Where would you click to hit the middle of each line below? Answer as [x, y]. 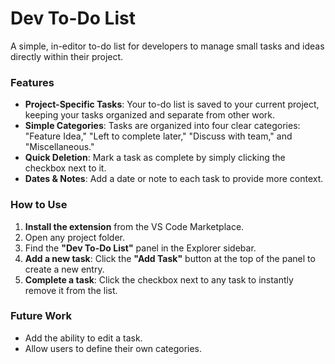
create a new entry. [64, 269]
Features [32, 82]
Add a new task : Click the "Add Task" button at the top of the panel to [170, 258]
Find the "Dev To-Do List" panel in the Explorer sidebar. [140, 248]
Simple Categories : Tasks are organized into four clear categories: [162, 126]
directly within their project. [67, 56]
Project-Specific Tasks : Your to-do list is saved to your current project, [172, 104]
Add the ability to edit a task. [83, 338]
